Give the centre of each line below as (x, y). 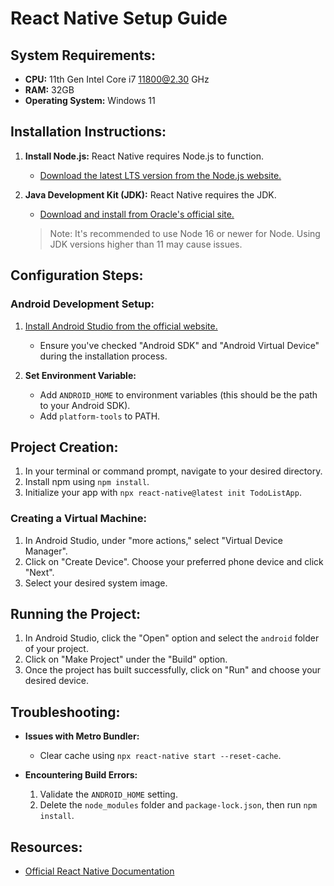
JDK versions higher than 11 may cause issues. (146, 244)
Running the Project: (76, 614)
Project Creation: (64, 447)
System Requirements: (83, 55)
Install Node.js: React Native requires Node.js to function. (144, 156)
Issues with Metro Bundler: (82, 736)
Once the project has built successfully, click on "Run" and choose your (173, 670)
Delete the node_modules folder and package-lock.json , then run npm (178, 805)
